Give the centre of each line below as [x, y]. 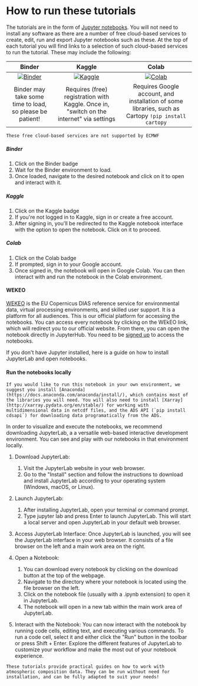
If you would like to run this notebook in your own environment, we [93, 385]
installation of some [156, 101]
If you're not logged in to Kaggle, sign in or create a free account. [94, 217]
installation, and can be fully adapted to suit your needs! [83, 677]
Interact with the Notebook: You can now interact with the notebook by [100, 625]
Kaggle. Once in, [87, 104]
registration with [87, 97]
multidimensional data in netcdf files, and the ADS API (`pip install [96, 411]
